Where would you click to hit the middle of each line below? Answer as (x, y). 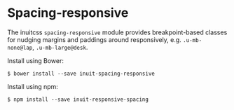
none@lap (20, 48)
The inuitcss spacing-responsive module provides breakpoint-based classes (117, 32)
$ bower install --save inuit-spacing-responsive (81, 74)
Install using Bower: (36, 60)
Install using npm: (33, 86)
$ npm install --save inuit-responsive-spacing (78, 99)
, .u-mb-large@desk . (60, 47)
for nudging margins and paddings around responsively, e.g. (95, 39)
